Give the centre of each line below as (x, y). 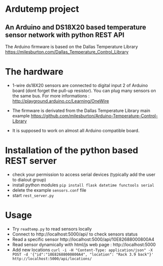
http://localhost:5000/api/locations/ (52, 259)
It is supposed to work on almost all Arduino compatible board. (76, 130)
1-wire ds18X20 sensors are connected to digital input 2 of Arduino (80, 85)
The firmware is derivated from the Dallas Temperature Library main (81, 110)
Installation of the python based (72, 150)
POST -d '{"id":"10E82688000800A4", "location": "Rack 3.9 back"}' (83, 254)
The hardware (34, 72)
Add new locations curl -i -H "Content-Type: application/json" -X (82, 250)
